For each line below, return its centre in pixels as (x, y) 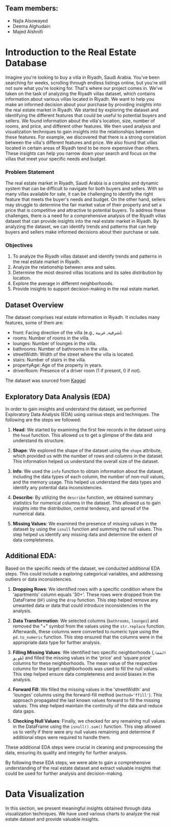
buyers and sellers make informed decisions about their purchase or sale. (82, 232)
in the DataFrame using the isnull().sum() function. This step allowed (87, 726)
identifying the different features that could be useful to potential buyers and (86, 115)
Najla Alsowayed (30, 20)
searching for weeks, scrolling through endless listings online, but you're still (86, 83)
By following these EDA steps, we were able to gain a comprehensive (78, 762)
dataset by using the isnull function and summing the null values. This (87, 529)
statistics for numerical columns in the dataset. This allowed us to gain (87, 502)
